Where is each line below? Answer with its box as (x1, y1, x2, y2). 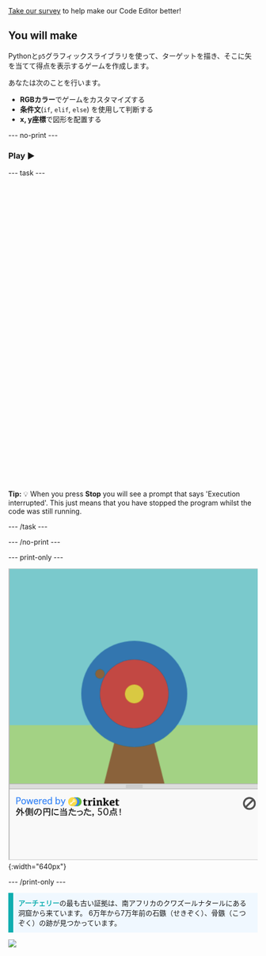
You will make (8, 29, 78, 43)
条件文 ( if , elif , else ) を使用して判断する (19, 105, 154, 114)
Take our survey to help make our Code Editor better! (8, 6, 182, 15)
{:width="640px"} (8, 862, 67, 871)
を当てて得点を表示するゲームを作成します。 (8, 61, 154, 71)
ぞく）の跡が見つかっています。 (18, 918, 121, 927)
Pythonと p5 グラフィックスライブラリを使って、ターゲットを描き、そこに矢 (8, 51, 252, 60)
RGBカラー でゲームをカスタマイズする (19, 94, 145, 104)
